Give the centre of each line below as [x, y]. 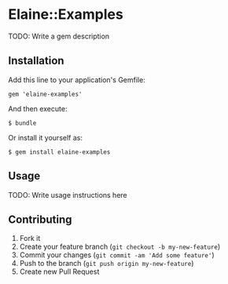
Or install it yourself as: [45, 137]
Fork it [30, 238]
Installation [36, 61]
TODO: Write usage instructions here [68, 195]
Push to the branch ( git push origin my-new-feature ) [107, 264]
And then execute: [38, 108]
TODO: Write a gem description [59, 36]
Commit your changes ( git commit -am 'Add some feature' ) [117, 255]
